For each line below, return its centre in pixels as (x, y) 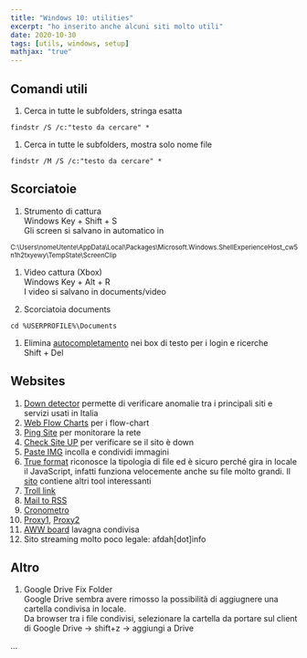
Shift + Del (43, 352)
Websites (38, 381)
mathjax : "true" (41, 52)
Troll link (39, 490)
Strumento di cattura (62, 211)
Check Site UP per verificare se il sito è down (109, 442)
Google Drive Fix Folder (68, 590)
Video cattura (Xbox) (63, 272)
